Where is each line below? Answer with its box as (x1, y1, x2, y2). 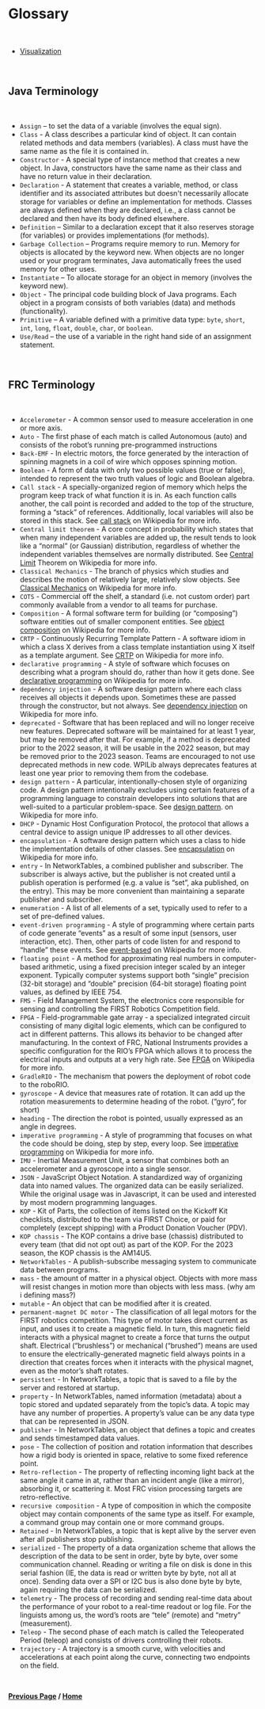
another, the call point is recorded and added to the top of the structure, (19, 498, 255, 508)
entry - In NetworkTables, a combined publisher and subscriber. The (19, 860, 244, 870)
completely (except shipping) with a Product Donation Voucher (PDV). (19, 1223, 248, 1232)
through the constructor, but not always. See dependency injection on (19, 700, 248, 710)
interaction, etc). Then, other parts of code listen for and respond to (19, 937, 241, 946)
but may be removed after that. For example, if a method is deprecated (19, 734, 251, 744)
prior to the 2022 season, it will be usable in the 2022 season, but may (19, 742, 250, 753)
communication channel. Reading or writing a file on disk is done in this (19, 1559, 252, 1569)
